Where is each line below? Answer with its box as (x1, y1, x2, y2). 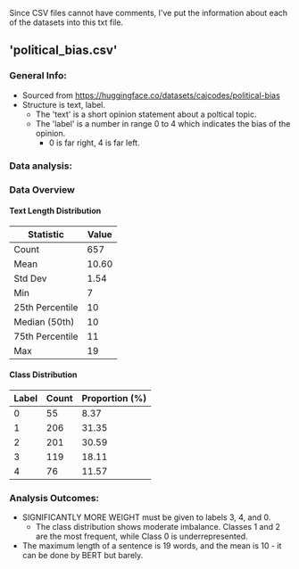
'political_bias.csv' (9, 43, 118, 58)
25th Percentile (13, 301, 79, 313)
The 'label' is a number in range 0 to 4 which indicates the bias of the (35, 118, 291, 128)
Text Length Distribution (9, 205, 102, 217)
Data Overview (9, 183, 76, 195)
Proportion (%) (81, 392, 147, 404)
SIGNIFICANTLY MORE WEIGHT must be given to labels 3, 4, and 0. (21, 512, 271, 523)
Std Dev (13, 272, 47, 284)
